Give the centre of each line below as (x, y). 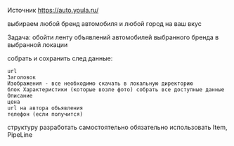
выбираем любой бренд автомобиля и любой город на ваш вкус (104, 24)
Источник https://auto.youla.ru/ (53, 10)
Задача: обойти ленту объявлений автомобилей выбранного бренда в (113, 37)
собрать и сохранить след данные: (60, 58)
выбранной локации (38, 45)
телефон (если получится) (45, 114)
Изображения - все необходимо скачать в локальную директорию (100, 84)
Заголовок (22, 77)
